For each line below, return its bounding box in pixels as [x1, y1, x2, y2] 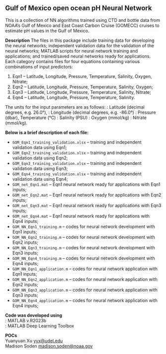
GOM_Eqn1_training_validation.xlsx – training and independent [12, 139, 142, 145]
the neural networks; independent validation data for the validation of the [5, 42, 155, 49]
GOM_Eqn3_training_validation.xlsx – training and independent [12, 160, 142, 166]
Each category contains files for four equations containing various [5, 58, 140, 64]
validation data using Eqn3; [12, 165, 68, 171]
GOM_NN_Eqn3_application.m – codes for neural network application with [12, 286, 158, 292]
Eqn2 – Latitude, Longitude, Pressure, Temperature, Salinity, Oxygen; [12, 84, 154, 90]
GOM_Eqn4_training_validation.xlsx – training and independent [12, 171, 142, 177]
